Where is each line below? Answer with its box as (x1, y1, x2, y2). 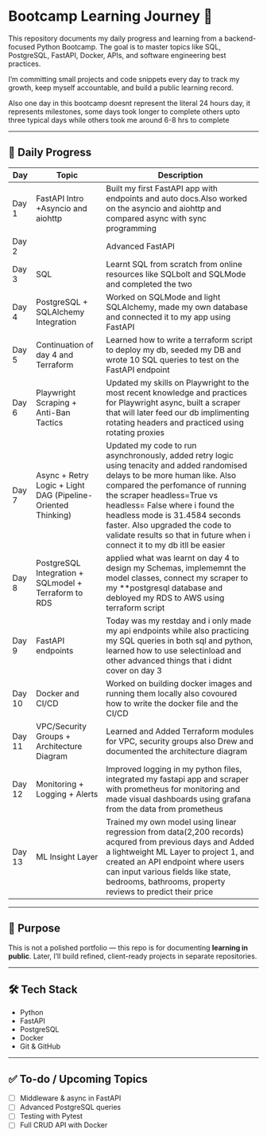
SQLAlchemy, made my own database (106, 301, 248, 312)
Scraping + (35, 397, 77, 408)
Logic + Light (35, 480, 85, 491)
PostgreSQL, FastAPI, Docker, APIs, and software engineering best (8, 50, 226, 60)
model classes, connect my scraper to (106, 572, 249, 583)
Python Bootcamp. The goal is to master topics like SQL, (37, 41, 221, 51)
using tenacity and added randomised (106, 460, 248, 471)
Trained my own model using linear (106, 816, 237, 827)
